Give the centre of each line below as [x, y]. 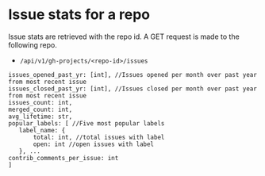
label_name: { [42, 130]
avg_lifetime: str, [40, 117]
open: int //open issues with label [94, 144]
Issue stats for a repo [79, 15]
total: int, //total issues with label [99, 137]
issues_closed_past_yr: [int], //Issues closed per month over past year [133, 89]
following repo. [33, 44]
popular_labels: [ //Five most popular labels [86, 123]
